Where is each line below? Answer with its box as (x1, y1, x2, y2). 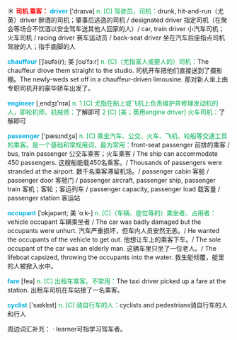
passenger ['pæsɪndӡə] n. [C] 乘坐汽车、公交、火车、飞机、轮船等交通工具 (7, 132, 228, 140)
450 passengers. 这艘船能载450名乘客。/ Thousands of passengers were (7, 159, 223, 166)
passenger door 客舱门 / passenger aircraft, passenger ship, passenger (7, 176, 216, 184)
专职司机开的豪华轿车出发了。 (7, 84, 94, 92)
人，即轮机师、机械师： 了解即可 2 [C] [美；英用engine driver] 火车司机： (7, 108, 219, 116)
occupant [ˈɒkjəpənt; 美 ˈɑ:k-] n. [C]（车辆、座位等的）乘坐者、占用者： (7, 209, 217, 217)
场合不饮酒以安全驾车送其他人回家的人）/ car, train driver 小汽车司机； (19, 25, 225, 33)
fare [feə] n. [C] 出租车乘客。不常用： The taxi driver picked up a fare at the (7, 277, 226, 285)
